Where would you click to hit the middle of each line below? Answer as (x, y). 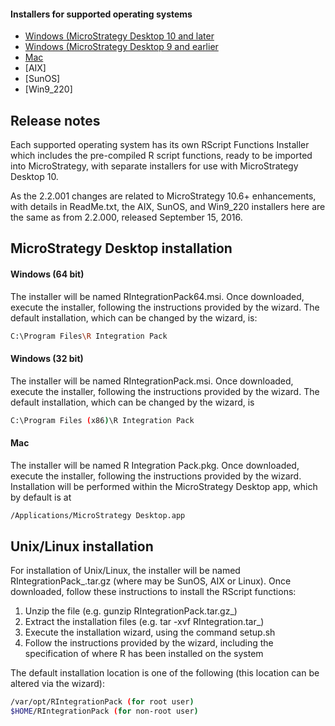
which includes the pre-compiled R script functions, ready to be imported (161, 156)
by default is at (41, 497)
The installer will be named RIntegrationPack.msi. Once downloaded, (152, 381)
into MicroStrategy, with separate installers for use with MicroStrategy (154, 166)
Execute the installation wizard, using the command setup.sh (150, 632)
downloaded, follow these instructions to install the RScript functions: (153, 592)
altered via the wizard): (57, 684)
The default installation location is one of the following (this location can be (165, 673)
